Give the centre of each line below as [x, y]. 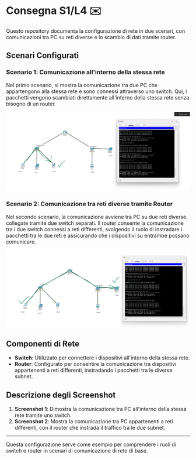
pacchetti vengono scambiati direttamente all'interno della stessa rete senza [98, 97]
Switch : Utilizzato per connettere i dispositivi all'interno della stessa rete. [102, 358]
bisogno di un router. [31, 104]
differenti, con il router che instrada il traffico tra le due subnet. [90, 428]
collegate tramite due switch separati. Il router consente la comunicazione [95, 223]
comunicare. [21, 242]
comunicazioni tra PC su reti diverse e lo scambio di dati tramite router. [91, 37]
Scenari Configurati [43, 56]
